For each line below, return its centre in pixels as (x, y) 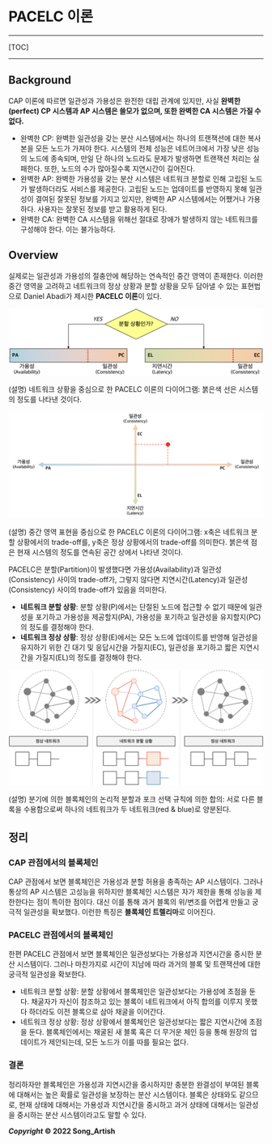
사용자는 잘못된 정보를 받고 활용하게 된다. (102, 209)
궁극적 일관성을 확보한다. (47, 974)
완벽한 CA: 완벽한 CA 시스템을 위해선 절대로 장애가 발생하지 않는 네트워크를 (139, 219)
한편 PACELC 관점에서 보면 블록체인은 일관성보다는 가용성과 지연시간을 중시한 (131, 954)
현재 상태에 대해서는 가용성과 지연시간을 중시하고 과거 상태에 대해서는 (128, 1104)
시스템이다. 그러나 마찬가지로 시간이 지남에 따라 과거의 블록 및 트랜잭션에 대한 (139, 964)
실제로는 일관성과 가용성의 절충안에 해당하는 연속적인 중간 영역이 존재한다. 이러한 (136, 275)
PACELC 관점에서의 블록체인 (61, 935)
